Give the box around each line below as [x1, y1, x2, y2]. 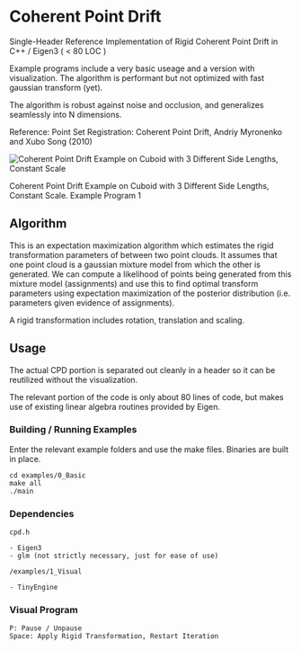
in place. [9, 453, 41, 464]
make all [9, 478, 42, 487]
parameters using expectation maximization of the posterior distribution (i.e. [9, 288, 291, 298]
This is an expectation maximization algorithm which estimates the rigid [9, 240, 274, 251]
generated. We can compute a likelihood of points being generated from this [9, 268, 292, 280]
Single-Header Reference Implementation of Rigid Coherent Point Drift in [9, 36, 279, 47]
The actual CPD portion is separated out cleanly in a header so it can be [9, 364, 276, 375]
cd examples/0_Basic [9, 470, 87, 480]
